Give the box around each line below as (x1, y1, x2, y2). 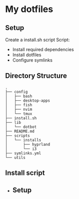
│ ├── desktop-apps (5, 98, 50, 103)
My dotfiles (5, 4, 53, 15)
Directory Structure (5, 72, 67, 80)
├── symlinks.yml (5, 150, 41, 156)
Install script (5, 169, 45, 177)
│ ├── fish (5, 102, 32, 107)
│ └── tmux (5, 111, 32, 116)
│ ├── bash (5, 94, 32, 99)
